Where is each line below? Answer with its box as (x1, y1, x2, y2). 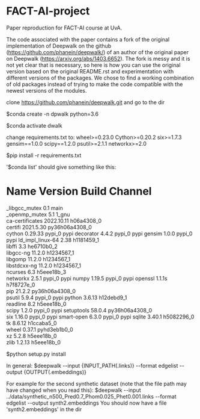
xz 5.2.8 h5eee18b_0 (6, 332, 57, 340)
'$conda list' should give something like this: (6, 163, 117, 170)
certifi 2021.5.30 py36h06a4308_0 (6, 223, 92, 231)
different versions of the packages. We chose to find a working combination (6, 74, 194, 81)
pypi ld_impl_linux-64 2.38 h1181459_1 (6, 236, 99, 243)
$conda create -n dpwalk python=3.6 (6, 110, 99, 117)
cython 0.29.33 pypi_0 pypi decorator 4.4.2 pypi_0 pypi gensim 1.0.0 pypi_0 (6, 230, 193, 237)
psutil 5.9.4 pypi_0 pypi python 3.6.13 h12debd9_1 (6, 294, 127, 301)
